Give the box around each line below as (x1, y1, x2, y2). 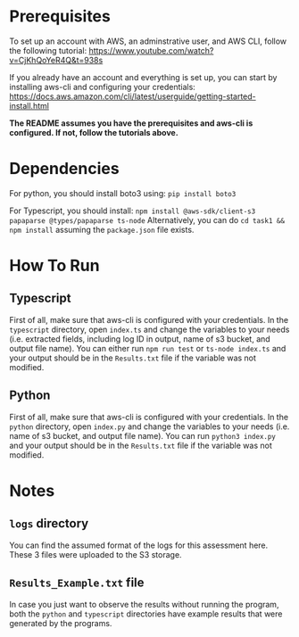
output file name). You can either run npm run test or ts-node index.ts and (9, 343, 287, 353)
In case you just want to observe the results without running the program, (9, 599, 279, 609)
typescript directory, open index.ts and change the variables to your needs (9, 324, 290, 335)
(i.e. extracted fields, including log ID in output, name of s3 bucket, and (9, 333, 270, 344)
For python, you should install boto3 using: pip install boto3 (9, 187, 237, 198)
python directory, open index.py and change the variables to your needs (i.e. (9, 421, 290, 432)
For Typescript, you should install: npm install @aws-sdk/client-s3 (9, 205, 256, 216)
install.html (9, 100, 49, 111)
